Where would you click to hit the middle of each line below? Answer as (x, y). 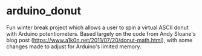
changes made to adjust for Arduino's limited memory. (74, 46)
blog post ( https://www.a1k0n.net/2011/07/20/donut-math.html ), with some (99, 40)
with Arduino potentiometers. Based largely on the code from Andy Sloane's (101, 33)
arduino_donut (44, 11)
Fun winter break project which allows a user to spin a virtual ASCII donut (97, 27)
